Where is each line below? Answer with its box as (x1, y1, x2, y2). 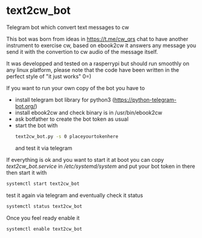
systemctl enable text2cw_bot (6, 226, 83, 232)
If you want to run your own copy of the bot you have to (6, 84, 145, 91)
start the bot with (15, 121, 58, 129)
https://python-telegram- (114, 96, 177, 103)
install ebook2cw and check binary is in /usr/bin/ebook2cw (15, 109, 163, 116)
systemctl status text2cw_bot (6, 203, 83, 209)
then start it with (6, 169, 47, 176)
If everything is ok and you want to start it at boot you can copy (6, 156, 165, 163)
